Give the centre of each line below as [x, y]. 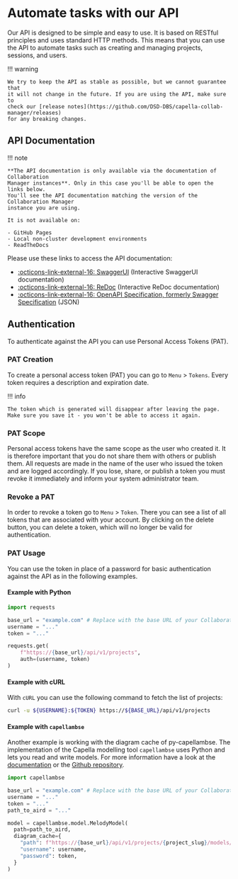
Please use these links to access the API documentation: [90, 258]
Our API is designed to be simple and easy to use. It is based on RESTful [113, 33]
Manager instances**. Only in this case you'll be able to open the [110, 183]
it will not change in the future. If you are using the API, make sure [117, 94]
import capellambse [36, 778]
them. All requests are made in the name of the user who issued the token [115, 464]
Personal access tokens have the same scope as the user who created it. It [117, 449]
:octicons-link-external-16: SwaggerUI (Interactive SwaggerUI [108, 272]
